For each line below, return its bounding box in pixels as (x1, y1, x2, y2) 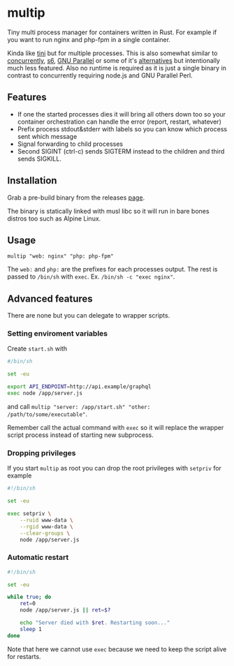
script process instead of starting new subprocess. (7, 431, 154, 439)
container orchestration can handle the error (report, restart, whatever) (17, 117, 221, 126)
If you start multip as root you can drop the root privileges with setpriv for (7, 464, 222, 473)
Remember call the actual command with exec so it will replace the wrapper (7, 423, 224, 431)
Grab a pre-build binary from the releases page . (7, 193, 145, 202)
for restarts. (7, 652, 41, 660)
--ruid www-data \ (20, 517, 73, 524)
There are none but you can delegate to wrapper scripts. (7, 311, 170, 320)
